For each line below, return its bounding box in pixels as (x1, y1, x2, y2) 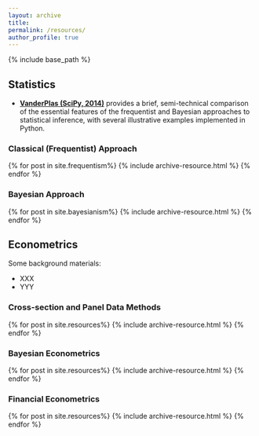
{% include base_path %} (8, 55, 91, 64)
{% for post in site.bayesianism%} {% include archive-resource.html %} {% (8, 207, 253, 216)
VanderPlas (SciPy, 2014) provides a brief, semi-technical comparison (19, 99, 249, 108)
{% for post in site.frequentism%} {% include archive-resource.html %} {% (8, 161, 251, 170)
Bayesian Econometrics (8, 347, 100, 358)
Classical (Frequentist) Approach (8, 143, 137, 154)
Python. (19, 123, 46, 134)
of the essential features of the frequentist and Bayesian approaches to (19, 107, 250, 116)
